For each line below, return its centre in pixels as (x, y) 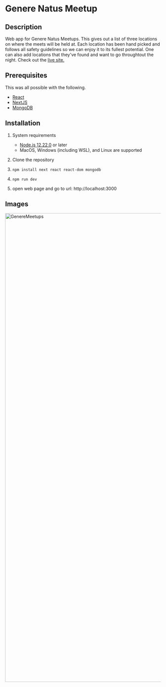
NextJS (20, 102)
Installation (23, 123)
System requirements (34, 135)
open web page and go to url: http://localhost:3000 (64, 188)
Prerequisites (26, 76)
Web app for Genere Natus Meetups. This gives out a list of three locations (81, 39)
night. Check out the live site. (35, 60)
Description (23, 27)
